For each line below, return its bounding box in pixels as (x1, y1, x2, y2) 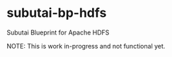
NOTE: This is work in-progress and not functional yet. (6, 42, 166, 50)
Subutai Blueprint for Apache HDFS (6, 28, 110, 37)
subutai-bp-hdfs (6, 5, 107, 21)
